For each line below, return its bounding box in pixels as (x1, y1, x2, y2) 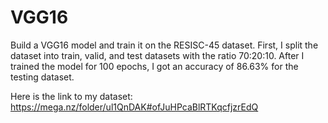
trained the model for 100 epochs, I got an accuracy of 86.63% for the (10, 60, 299, 72)
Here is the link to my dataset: (10, 90, 133, 102)
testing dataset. (10, 71, 75, 83)
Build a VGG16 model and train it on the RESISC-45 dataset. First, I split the (10, 39, 319, 51)
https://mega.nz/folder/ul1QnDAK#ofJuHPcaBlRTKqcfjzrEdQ (10, 101, 259, 113)
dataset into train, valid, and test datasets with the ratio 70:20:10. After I (10, 49, 305, 61)
